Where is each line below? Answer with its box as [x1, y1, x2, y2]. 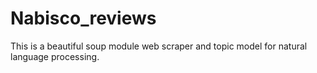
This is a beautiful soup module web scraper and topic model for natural [10, 40, 308, 52]
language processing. [10, 50, 100, 62]
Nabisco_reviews [10, 7, 157, 30]
